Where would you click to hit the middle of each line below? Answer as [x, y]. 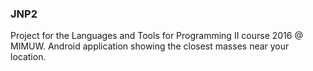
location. [28, 57]
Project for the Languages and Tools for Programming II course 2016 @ [156, 36]
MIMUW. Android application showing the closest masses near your [150, 46]
